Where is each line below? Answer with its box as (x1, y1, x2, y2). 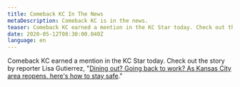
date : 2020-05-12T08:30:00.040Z (7, 30, 104, 38)
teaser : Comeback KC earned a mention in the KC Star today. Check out (7, 24, 225, 31)
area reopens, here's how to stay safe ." (7, 72, 123, 81)
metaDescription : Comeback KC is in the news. (7, 17, 149, 24)
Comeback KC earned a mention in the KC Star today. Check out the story (7, 56, 225, 65)
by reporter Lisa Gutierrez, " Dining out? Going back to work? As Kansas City (7, 64, 232, 73)
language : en (7, 37, 46, 44)
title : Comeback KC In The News (7, 10, 104, 18)
